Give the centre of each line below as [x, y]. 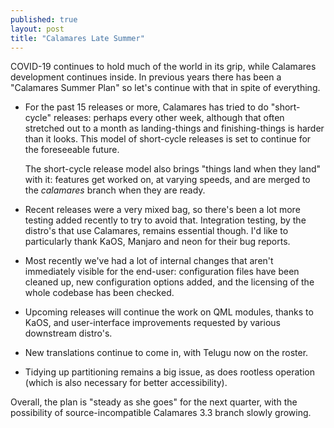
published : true [44, 19]
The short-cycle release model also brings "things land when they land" [173, 169]
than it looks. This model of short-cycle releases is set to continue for [168, 139]
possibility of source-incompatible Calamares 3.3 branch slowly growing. [161, 413]
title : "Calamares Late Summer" [77, 38]
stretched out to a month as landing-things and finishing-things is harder [174, 128]
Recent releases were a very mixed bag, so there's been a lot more [162, 210]
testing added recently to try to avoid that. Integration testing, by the [165, 220]
